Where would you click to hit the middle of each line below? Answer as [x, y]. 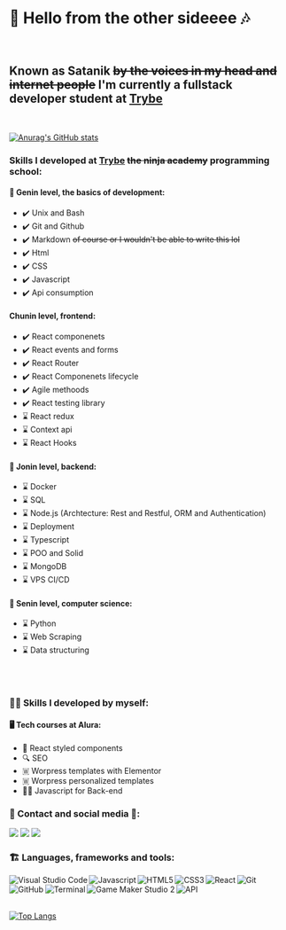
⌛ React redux [48, 417]
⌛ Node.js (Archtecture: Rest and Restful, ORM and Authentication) [144, 513]
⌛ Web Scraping [52, 637]
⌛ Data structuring [56, 650]
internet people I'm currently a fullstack [121, 85]
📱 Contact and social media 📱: [74, 813]
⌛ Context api [47, 430]
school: [26, 171]
